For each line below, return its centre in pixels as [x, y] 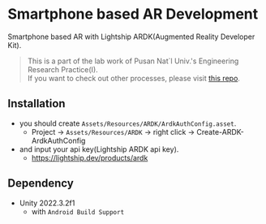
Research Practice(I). [62, 69]
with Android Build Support [78, 211]
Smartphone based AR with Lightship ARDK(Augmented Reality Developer [131, 37]
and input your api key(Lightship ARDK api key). [99, 149]
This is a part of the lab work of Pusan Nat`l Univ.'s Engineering [133, 61]
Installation [36, 103]
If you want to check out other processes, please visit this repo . [134, 78]
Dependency [41, 183]
